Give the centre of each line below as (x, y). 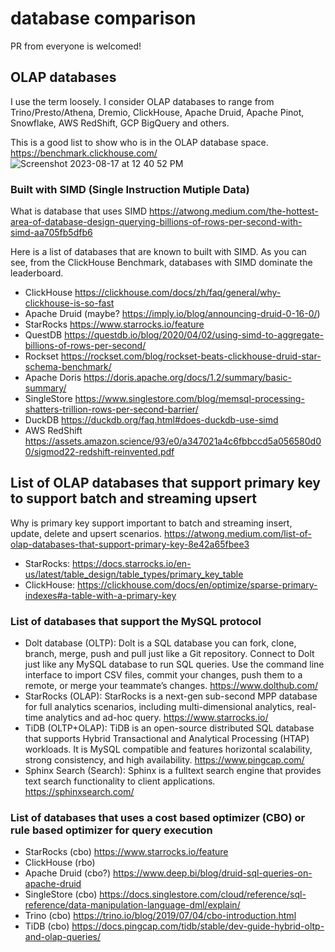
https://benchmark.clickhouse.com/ (84, 153)
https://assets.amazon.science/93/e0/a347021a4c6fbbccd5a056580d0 (173, 441)
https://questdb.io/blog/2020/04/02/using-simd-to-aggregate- (194, 335)
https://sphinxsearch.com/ (79, 792)
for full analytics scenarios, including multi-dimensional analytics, (159, 707)
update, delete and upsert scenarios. (86, 533)
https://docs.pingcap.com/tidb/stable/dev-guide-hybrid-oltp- (198, 926)
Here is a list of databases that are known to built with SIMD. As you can (158, 252)
